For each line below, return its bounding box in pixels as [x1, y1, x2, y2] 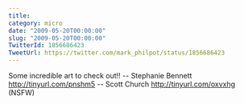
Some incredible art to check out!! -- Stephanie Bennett [8, 71, 192, 80]
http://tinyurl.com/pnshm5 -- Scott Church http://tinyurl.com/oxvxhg [8, 79, 236, 89]
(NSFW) [8, 88, 35, 97]
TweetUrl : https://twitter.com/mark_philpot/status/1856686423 [8, 49, 225, 57]
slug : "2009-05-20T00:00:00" [8, 34, 106, 42]
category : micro [8, 19, 63, 27]
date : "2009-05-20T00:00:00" [8, 26, 106, 34]
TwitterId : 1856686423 [8, 42, 85, 50]
